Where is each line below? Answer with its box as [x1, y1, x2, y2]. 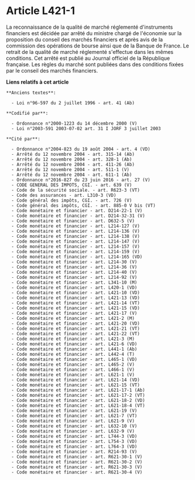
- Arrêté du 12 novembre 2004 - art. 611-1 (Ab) [11, 172, 132, 178]
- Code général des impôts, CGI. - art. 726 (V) [11, 198, 132, 203]
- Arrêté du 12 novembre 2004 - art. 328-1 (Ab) [11, 156, 132, 162]
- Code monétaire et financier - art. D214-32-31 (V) [11, 213, 145, 219]
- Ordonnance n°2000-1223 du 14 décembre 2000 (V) [11, 120, 138, 127]
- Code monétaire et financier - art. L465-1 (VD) [11, 356, 138, 362]
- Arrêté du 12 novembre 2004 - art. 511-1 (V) [11, 166, 130, 172]
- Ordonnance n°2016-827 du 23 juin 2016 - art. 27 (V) [11, 177, 150, 183]
